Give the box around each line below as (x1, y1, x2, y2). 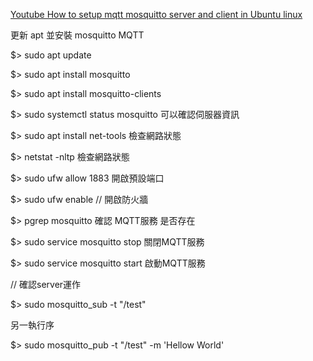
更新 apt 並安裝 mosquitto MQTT (10, 29, 145, 41)
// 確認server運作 (10, 279, 82, 290)
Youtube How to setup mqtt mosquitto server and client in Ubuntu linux (10, 9, 303, 20)
